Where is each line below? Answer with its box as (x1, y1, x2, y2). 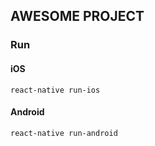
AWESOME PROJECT (10, 8, 145, 25)
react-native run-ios (10, 85, 101, 95)
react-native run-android (10, 128, 118, 138)
